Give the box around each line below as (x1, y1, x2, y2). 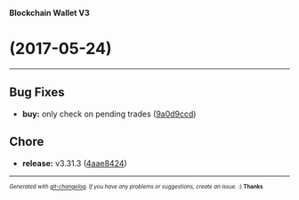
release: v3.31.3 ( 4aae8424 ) (21, 157, 127, 168)
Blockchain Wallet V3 (9, 8, 91, 18)
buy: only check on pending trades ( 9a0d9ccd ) (21, 108, 197, 119)
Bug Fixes (9, 84, 65, 100)
